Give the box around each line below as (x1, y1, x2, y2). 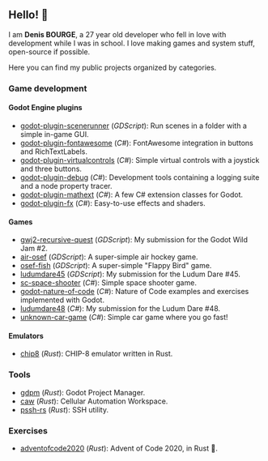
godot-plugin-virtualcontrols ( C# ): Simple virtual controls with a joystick (19, 155, 260, 164)
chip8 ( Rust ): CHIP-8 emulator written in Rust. (19, 349, 173, 359)
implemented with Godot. (19, 295, 105, 305)
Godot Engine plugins (8, 103, 83, 113)
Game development (8, 83, 87, 94)
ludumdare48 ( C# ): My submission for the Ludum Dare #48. (19, 304, 221, 314)
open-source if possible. (8, 46, 91, 57)
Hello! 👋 (8, 8, 49, 22)
